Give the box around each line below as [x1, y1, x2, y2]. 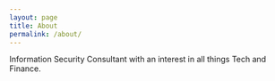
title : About [9, 21, 58, 30]
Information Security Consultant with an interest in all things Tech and [9, 54, 267, 65]
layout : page [9, 12, 58, 22]
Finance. [9, 63, 42, 74]
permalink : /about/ [9, 29, 82, 38]
